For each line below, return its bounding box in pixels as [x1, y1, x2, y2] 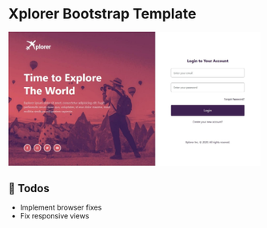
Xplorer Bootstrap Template [8, 5, 197, 23]
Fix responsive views [19, 210, 90, 220]
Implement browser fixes [19, 202, 102, 212]
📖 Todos [8, 181, 50, 195]
